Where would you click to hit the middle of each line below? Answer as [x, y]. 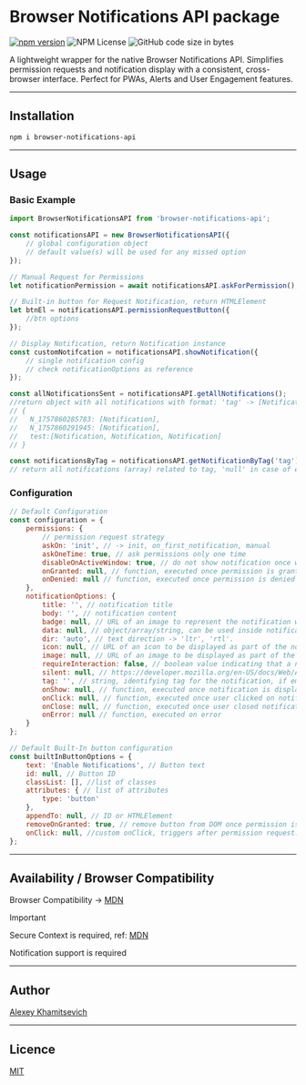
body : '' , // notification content [110, 613]
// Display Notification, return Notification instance [117, 343]
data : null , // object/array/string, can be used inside [152, 630]
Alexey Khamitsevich [49, 1012]
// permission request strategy [104, 537]
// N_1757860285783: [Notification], [85, 419]
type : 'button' [71, 799]
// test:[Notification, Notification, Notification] [116, 436]
